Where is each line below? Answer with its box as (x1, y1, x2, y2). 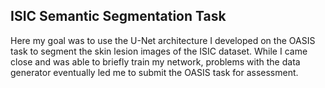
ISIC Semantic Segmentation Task (10, 8, 227, 25)
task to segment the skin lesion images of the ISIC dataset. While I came (10, 45, 308, 57)
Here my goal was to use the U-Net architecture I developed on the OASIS (10, 34, 316, 46)
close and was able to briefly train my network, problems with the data (10, 55, 301, 68)
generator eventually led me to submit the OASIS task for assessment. (10, 66, 299, 78)
